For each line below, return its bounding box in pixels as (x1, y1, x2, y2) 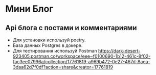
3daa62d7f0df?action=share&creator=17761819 (12, 64, 114, 70)
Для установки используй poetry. (12, 37, 86, 43)
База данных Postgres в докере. (12, 42, 83, 48)
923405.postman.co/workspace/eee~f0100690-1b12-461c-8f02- (12, 53, 151, 59)
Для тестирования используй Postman (12, 48, 97, 54)
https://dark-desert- (98, 48, 141, 54)
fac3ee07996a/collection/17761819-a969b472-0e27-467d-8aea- (12, 59, 150, 64)
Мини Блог (5, 3, 54, 15)
